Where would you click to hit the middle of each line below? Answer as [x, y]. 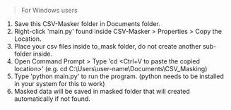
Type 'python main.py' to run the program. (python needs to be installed [119, 76]
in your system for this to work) [59, 84]
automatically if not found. [52, 99]
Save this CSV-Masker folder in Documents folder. [87, 24]
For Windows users [49, 10]
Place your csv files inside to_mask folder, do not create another [107, 46]
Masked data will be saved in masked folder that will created [102, 91]
